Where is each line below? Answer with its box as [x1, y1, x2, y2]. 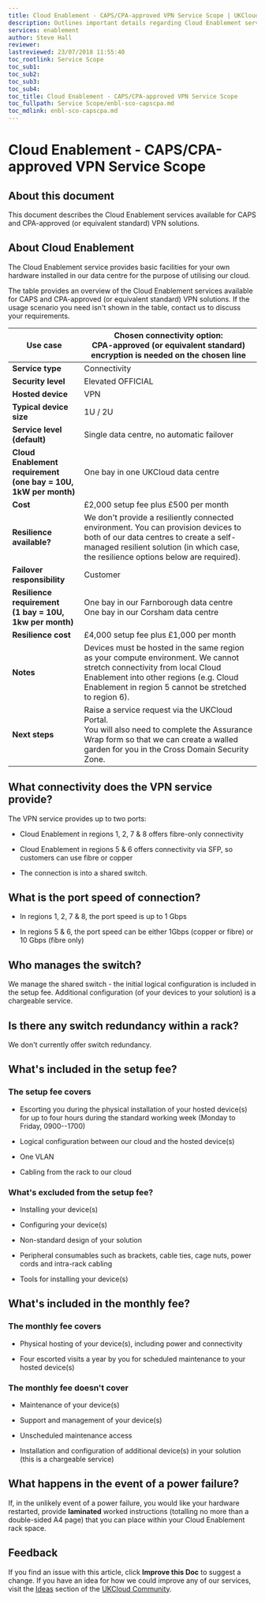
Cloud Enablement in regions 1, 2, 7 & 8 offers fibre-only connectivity [19, 829, 244, 838]
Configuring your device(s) [19, 1220, 108, 1230]
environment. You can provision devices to [84, 522, 242, 533]
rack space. [8, 1523, 47, 1532]
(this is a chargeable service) [19, 1454, 114, 1464]
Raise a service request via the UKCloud [84, 704, 233, 715]
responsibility [12, 574, 65, 585]
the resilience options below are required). [84, 551, 241, 562]
